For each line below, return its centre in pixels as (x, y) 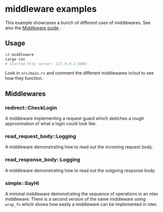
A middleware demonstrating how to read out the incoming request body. (79, 147)
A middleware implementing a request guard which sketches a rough (75, 118)
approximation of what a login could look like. (51, 124)
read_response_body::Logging (43, 159)
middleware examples (51, 9)
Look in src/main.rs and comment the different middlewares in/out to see (79, 73)
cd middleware (20, 54)
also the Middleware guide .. (33, 27)
